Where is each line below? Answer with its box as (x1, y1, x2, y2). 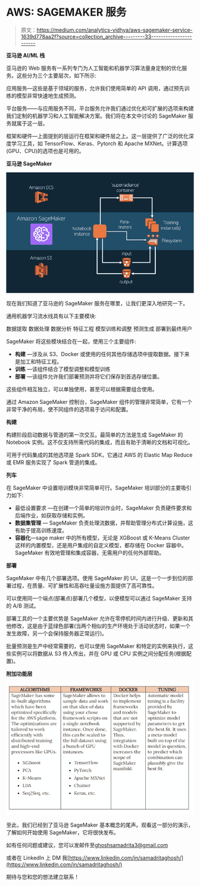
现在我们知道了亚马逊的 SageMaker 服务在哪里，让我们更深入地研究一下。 (6, 300, 189, 307)
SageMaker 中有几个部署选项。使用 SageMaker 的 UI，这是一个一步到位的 (6, 575, 188, 582)
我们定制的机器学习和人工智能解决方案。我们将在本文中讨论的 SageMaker (6, 112, 187, 119)
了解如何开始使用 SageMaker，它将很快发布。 (6, 829, 119, 836)
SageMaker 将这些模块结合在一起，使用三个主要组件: (6, 338, 136, 345)
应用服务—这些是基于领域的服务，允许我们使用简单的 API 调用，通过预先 (6, 84, 185, 91)
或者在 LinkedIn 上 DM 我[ (6, 854, 70, 861)
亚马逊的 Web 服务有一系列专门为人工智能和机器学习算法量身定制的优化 (6, 64, 182, 72)
